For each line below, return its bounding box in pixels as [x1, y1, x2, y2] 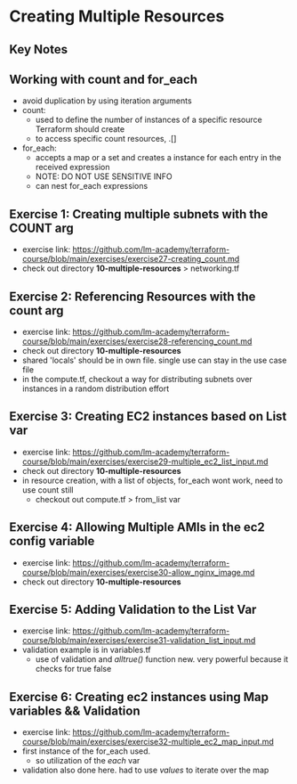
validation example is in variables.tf [21, 644, 151, 656]
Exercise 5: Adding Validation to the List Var [9, 602, 257, 617]
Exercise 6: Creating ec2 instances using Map [9, 689, 269, 705]
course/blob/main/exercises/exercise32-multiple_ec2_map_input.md [21, 737, 274, 747]
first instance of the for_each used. [21, 746, 151, 756]
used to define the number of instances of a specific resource [35, 114, 262, 126]
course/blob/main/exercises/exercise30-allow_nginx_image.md [21, 567, 255, 577]
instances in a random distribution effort [21, 383, 170, 394]
